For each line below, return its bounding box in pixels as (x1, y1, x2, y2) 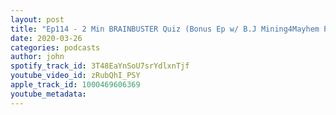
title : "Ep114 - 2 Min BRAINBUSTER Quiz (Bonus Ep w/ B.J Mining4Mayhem (10, 24, 320, 34)
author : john (10, 52, 65, 62)
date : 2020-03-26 (10, 33, 83, 43)
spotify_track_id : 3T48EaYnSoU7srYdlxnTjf (10, 61, 190, 71)
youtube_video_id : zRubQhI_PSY (10, 71, 141, 81)
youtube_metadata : (10, 89, 87, 99)
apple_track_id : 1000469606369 (10, 80, 141, 90)
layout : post (10, 14, 65, 25)
